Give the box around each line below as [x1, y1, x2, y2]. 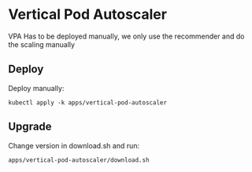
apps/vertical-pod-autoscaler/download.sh [8, 156, 150, 164]
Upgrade [8, 120, 53, 134]
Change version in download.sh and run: [8, 141, 140, 150]
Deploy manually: [8, 83, 65, 93]
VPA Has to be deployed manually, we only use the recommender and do [8, 31, 245, 41]
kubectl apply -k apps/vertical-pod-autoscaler [8, 98, 168, 107]
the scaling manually [8, 39, 76, 49]
